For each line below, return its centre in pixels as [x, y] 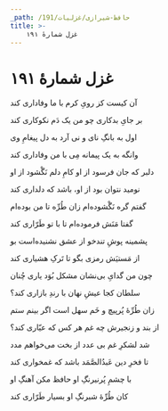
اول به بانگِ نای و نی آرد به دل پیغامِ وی [73, 137]
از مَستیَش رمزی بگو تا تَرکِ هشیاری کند [75, 259]
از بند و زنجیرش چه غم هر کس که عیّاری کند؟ [84, 327]
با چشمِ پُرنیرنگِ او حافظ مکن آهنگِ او [71, 379]
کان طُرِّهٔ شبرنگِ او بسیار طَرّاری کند [69, 397]
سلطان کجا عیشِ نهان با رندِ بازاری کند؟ [75, 293]
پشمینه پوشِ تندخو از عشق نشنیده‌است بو [79, 241]
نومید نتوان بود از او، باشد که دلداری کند [75, 189]
